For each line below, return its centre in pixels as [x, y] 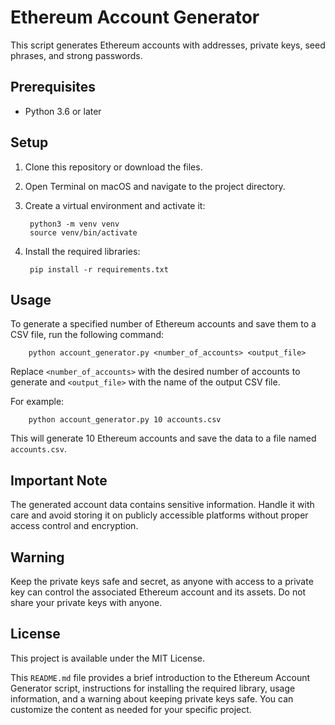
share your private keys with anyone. [86, 602]
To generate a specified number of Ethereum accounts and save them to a [163, 324]
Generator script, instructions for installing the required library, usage [153, 688]
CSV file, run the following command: [87, 335]
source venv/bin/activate [83, 232]
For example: [37, 402]
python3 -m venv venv [74, 224]
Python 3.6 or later [63, 111]
